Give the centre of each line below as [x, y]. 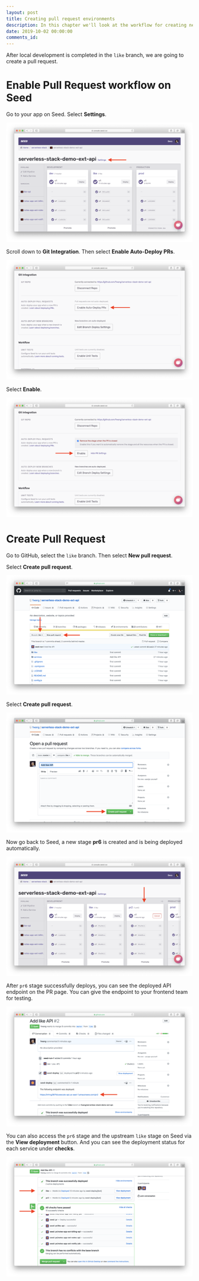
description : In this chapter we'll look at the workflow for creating [96, 25]
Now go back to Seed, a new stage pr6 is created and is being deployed [94, 842]
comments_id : [22, 38]
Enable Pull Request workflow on [89, 85]
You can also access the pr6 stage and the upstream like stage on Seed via [99, 1136]
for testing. [20, 999]
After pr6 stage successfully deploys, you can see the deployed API [89, 985]
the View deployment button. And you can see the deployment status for [96, 1142]
